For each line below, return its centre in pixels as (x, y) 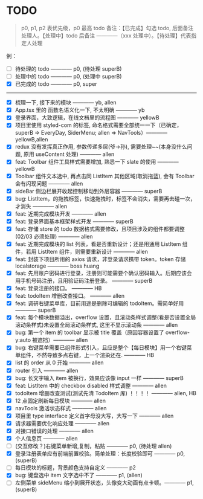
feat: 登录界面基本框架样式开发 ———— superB (74, 221)
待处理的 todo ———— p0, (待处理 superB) (68, 69)
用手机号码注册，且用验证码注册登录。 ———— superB (84, 281)
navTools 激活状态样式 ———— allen (61, 408)
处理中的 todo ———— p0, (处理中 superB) (68, 76)
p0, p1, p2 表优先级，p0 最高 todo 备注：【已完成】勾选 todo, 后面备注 (107, 28)
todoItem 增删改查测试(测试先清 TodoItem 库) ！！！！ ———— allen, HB (106, 393)
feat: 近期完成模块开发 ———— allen (61, 214)
